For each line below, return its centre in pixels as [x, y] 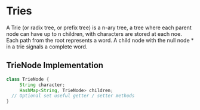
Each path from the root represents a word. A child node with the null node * [100, 40]
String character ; [42, 85]
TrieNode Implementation [55, 65]
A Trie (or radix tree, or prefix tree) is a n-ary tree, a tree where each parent [99, 27]
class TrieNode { [28, 79]
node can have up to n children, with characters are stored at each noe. [94, 33]
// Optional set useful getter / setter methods [73, 96]
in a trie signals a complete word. [47, 47]
